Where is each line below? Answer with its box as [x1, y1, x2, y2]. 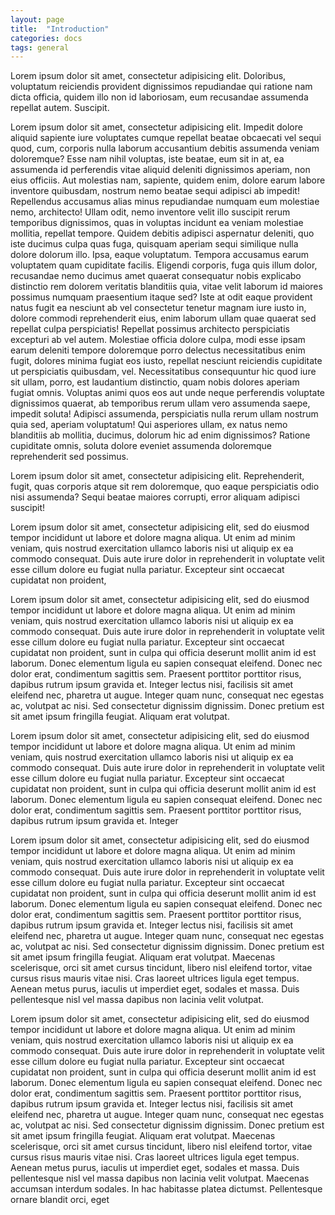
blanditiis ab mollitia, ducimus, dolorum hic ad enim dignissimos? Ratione [10, 429, 311, 441]
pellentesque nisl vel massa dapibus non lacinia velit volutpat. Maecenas [10, 1172, 310, 1185]
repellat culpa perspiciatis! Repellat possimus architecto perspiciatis [10, 323, 290, 335]
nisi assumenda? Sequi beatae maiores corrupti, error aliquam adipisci [10, 491, 300, 503]
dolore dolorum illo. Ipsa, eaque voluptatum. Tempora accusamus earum [10, 249, 310, 261]
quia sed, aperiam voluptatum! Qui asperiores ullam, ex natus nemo [10, 419, 288, 431]
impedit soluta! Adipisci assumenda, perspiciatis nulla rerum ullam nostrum [10, 408, 319, 420]
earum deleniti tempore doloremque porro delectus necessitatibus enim [10, 344, 306, 356]
